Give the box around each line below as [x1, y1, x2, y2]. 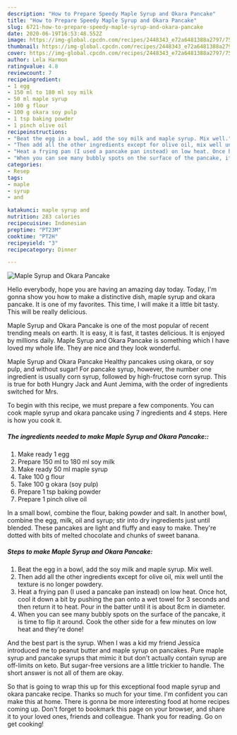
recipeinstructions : [7, 128, 68, 135]
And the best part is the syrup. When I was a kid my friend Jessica [7, 639, 200, 648]
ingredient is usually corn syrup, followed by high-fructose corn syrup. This [7, 372, 227, 381]
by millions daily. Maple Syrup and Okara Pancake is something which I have [7, 336, 230, 345]
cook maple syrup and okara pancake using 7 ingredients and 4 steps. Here [7, 408, 228, 417]
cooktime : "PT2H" [7, 233, 59, 240]
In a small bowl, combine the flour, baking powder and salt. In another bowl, [7, 509, 227, 517]
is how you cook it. [7, 416, 62, 425]
